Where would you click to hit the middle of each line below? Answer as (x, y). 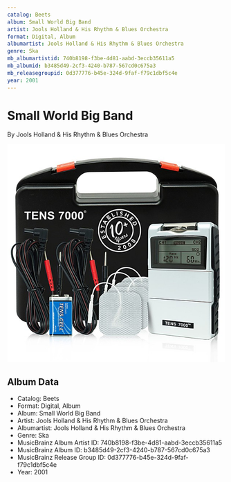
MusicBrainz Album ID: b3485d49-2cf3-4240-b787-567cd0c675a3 (114, 450)
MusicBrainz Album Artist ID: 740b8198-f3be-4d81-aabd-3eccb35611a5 (120, 443)
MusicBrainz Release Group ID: (61, 458)
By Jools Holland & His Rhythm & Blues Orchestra (78, 134)
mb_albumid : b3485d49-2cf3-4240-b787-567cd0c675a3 (82, 66)
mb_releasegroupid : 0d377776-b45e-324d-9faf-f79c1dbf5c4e (92, 73)
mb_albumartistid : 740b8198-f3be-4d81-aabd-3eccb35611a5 (91, 59)
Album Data (33, 382)
